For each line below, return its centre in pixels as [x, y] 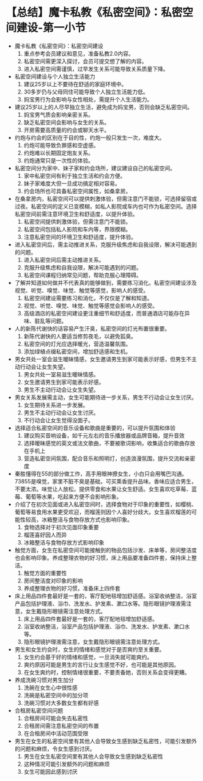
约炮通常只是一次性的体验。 [59, 160]
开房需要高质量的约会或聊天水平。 [67, 130]
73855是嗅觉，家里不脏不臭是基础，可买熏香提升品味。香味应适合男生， [105, 481]
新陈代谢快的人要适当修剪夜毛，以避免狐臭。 [80, 336]
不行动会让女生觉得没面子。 [59, 420]
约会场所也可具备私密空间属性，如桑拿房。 [77, 191]
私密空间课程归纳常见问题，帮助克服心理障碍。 [83, 275]
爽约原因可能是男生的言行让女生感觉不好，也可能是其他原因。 [102, 664]
